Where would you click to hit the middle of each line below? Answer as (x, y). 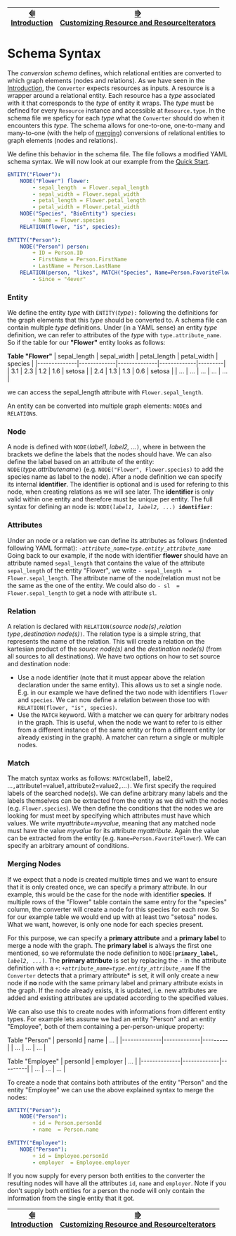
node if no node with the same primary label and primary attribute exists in (115, 982)
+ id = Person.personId (67, 1123)
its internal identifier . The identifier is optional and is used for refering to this (118, 485)
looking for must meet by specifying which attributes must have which (109, 816)
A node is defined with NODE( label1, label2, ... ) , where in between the (106, 447)
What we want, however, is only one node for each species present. (105, 924)
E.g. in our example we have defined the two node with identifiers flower (123, 692)
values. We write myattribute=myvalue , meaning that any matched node (112, 823)
